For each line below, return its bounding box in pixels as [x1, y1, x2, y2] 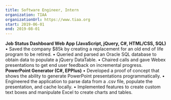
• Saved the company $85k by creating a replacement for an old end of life [5, 46, 164, 52]
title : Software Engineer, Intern [5, 7, 79, 13]
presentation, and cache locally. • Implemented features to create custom [5, 84, 161, 90]
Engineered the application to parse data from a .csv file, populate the [5, 79, 153, 85]
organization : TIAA [5, 12, 47, 17]
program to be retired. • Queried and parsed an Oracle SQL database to [5, 52, 157, 58]
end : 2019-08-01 [5, 27, 40, 32]
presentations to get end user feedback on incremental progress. [5, 62, 143, 68]
